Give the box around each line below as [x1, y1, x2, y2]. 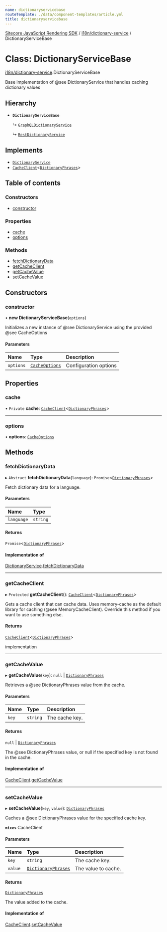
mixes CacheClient [5, 825, 43, 831]
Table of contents [5, 179, 61, 187]
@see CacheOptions [5, 330, 48, 336]
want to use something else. [5, 611, 63, 617]
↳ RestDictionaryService [12, 132, 65, 138]
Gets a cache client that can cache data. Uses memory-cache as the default [5, 601, 162, 607]
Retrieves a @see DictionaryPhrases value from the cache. [5, 682, 126, 688]
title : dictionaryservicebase [5, 16, 68, 21]
